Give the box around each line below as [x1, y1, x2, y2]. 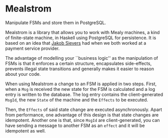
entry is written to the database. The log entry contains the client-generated [5, 91, 163, 97]
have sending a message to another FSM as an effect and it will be [5, 122, 145, 128]
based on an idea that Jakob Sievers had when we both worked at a [5, 40, 146, 46]
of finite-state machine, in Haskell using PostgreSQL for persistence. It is [5, 35, 156, 41]
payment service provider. [5, 45, 60, 51]
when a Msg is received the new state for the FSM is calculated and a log [5, 86, 155, 92]
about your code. [5, 71, 41, 77]
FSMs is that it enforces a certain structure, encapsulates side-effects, [5, 60, 152, 66]
